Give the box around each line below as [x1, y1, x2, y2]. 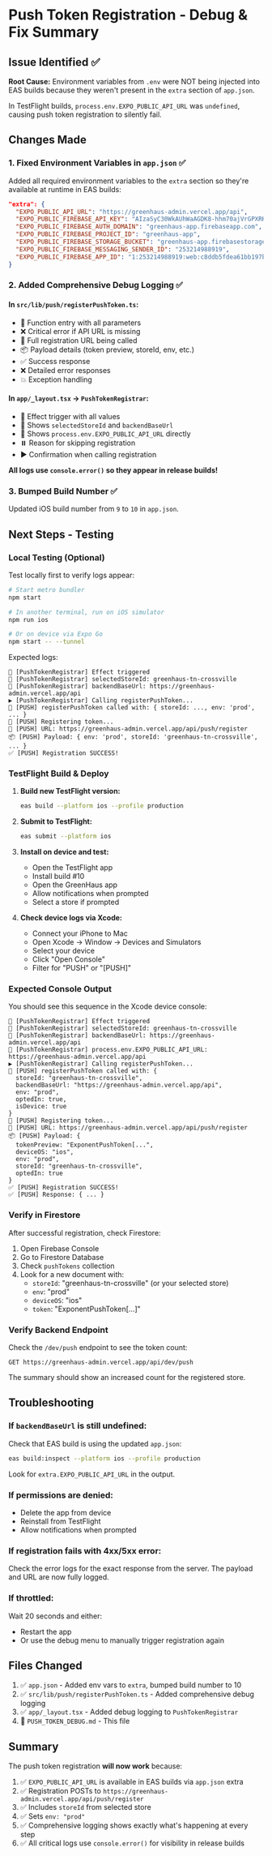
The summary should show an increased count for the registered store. [8, 1373, 246, 1382]
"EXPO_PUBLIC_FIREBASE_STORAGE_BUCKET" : [15, 238, 154, 246]
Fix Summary [8, 23, 100, 41]
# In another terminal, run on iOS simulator [8, 608, 164, 616]
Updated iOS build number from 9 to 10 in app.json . [8, 504, 180, 514]
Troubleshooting [8, 1396, 95, 1410]
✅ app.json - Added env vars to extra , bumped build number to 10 [19, 1680, 242, 1690]
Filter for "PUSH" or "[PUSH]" [32, 963, 132, 973]
